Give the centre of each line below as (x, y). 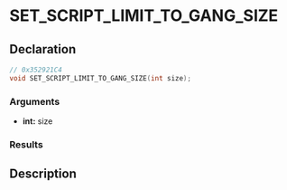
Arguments (35, 101)
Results (26, 144)
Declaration (43, 49)
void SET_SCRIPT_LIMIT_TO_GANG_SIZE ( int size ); (101, 78)
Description (43, 174)
